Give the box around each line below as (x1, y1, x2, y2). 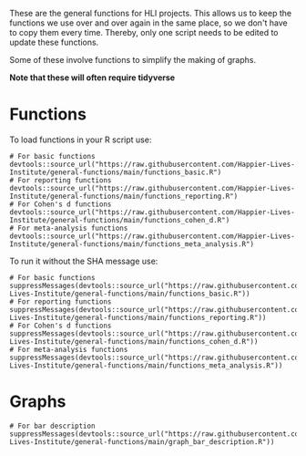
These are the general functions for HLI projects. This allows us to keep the (9, 8, 292, 18)
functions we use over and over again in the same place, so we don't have (9, 17, 289, 28)
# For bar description (9, 421, 96, 430)
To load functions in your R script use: (9, 134, 152, 145)
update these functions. (9, 36, 99, 47)
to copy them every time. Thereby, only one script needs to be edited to (9, 27, 279, 37)
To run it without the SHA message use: (9, 255, 158, 266)
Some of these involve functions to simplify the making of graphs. (9, 55, 257, 65)
